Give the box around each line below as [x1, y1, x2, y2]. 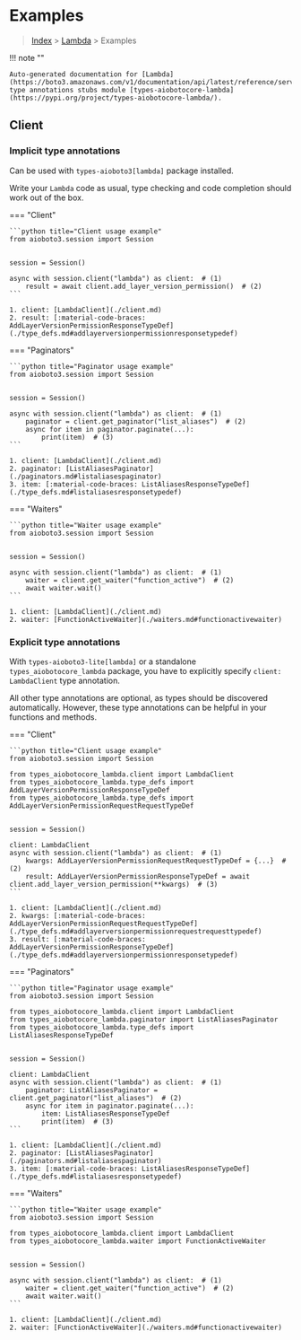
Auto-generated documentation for [9, 69, 139, 79]
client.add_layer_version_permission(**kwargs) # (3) [9, 880, 219, 889]
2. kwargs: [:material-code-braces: [9, 911, 146, 920]
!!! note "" [9, 52, 45, 63]
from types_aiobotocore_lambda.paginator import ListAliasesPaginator [9, 1015, 279, 1024]
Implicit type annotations [9, 145, 121, 157]
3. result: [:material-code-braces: [9, 934, 146, 943]
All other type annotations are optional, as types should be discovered [9, 692, 269, 703]
